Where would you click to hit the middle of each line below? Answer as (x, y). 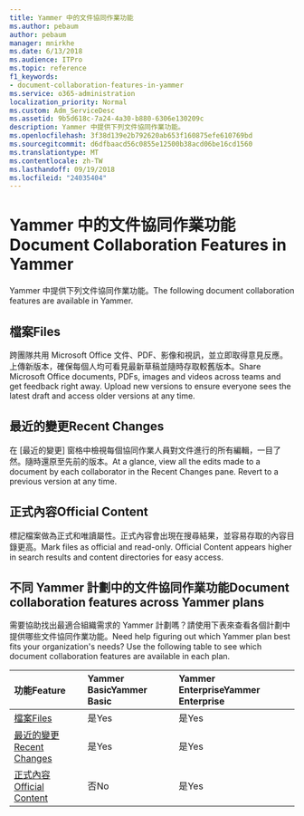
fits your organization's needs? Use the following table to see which (136, 647)
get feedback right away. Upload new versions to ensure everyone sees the (150, 386)
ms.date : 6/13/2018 (46, 52)
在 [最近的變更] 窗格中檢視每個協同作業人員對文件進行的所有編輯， (133, 450)
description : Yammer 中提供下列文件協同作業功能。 (97, 128)
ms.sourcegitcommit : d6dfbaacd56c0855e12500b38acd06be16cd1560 (131, 144)
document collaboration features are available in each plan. (120, 657)
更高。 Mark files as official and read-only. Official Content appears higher (154, 547)
